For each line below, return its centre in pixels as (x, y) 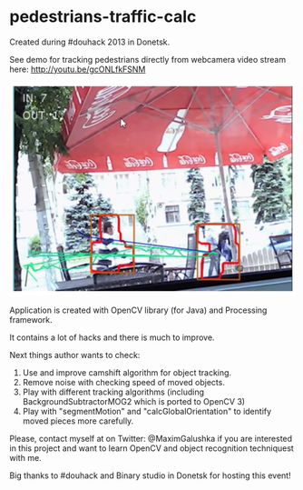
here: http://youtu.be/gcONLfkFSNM (78, 69)
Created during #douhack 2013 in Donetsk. (90, 42)
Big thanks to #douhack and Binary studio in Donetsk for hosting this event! (151, 475)
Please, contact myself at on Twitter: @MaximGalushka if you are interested (151, 439)
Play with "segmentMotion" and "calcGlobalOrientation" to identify (147, 412)
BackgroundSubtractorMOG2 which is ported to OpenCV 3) (134, 402)
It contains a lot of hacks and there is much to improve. (112, 337)
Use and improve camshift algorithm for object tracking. (127, 373)
